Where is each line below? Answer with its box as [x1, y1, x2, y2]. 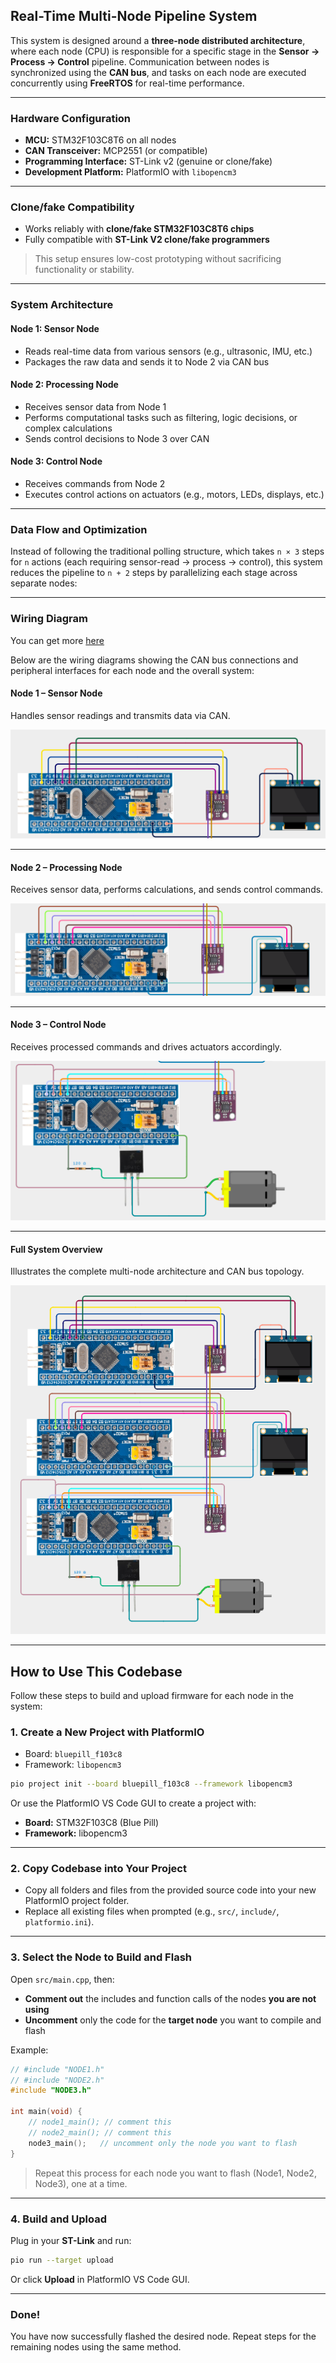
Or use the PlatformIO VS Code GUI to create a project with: [10, 1797, 257, 1809]
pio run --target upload [10, 2255, 114, 2265]
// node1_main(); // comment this [28, 2117, 172, 2128]
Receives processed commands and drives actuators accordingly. [10, 1041, 283, 1053]
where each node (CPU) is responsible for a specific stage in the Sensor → [10, 45, 320, 57]
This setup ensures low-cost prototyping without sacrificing [34, 253, 282, 265]
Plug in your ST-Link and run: [10, 2234, 132, 2246]
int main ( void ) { [10, 2107, 83, 2117]
